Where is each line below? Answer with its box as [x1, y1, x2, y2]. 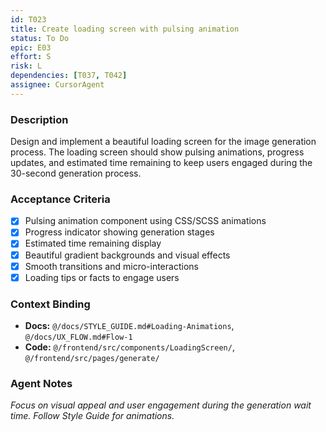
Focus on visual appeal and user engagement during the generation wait [10, 399, 312, 411]
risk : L [10, 61, 43, 71]
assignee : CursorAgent [10, 80, 105, 90]
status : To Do [10, 33, 70, 43]
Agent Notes [10, 376, 73, 390]
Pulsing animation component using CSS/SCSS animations [24, 215, 267, 227]
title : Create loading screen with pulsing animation [10, 24, 240, 34]
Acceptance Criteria [10, 192, 111, 206]
